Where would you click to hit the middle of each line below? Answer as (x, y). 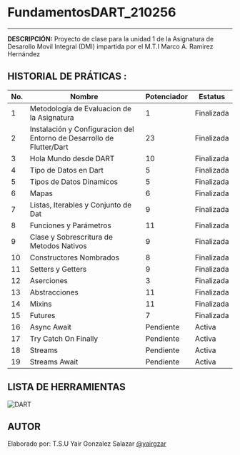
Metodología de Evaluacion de (81, 108)
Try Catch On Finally (64, 338)
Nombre (84, 96)
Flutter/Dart (49, 147)
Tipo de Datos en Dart (66, 170)
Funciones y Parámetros (71, 225)
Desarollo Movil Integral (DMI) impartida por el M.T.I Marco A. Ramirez (110, 46)
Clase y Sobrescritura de (71, 237)
